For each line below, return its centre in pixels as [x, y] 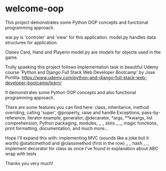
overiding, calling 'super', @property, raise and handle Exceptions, [73, 113]
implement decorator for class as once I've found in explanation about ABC [82, 148]
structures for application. [31, 42]
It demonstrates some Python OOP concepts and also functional [71, 92]
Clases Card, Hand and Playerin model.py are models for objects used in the [83, 52]
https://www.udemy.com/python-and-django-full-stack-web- [84, 77]
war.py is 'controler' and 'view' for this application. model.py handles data [81, 37]
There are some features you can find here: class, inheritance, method [77, 107]
